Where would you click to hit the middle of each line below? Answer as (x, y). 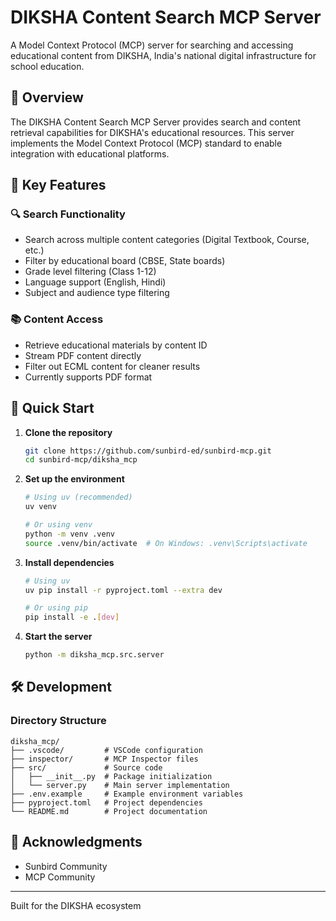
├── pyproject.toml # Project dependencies (106, 802)
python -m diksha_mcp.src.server (94, 655)
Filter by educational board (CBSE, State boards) (125, 261)
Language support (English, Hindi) (95, 282)
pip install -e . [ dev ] (72, 617)
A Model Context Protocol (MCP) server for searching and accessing (152, 45)
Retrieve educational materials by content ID (116, 345)
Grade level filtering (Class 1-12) (90, 272)
